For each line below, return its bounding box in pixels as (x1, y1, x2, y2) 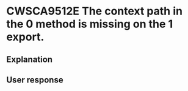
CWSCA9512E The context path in (6, 4, 183, 18)
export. (6, 30, 45, 44)
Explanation (6, 54, 53, 64)
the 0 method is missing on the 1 (6, 17, 173, 31)
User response (6, 75, 63, 85)
